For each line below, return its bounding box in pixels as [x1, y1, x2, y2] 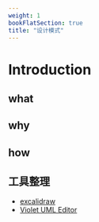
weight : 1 [8, 11, 41, 20]
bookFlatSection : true [8, 19, 83, 27]
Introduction [8, 60, 92, 78]
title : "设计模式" [8, 26, 65, 34]
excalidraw [19, 196, 55, 206]
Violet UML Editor [19, 205, 78, 214]
